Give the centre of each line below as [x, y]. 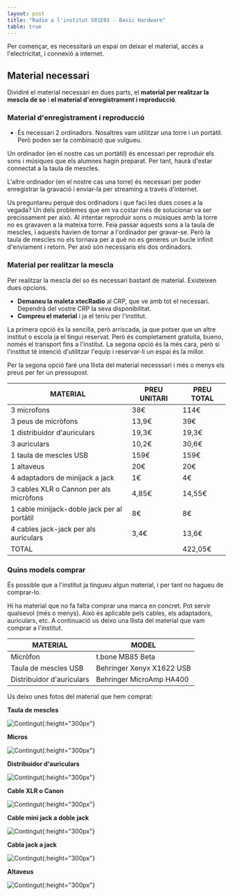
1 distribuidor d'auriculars [53, 432]
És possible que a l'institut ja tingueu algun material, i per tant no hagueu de [115, 585]
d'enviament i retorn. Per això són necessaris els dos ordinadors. [100, 247]
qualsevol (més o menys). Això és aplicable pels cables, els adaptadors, [110, 613]
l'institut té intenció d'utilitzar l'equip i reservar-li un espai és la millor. [106, 351]
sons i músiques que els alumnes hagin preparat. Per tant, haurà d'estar [110, 161]
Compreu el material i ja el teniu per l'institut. [82, 316]
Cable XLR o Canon [35, 791]
